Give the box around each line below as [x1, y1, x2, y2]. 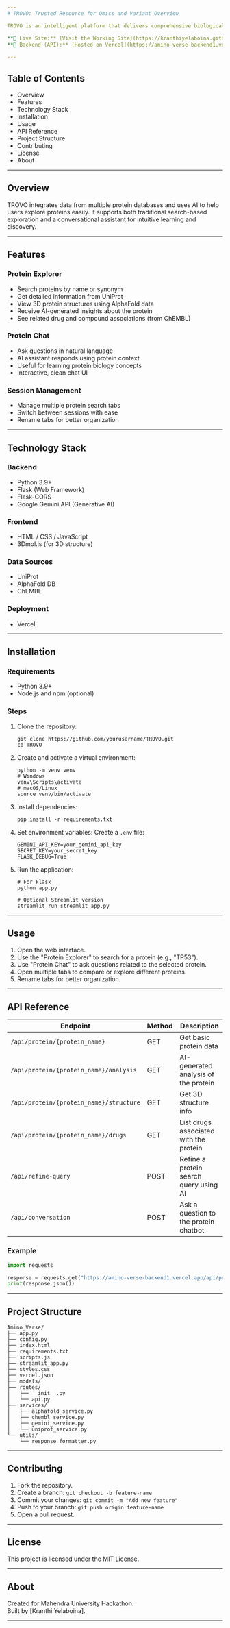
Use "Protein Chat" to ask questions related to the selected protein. [16, 960, 207, 968]
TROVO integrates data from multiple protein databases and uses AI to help [7, 200, 219, 209]
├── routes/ [7, 1384, 41, 1391]
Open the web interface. [16, 946, 86, 954]
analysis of [179, 1070, 214, 1079]
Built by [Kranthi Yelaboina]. [7, 1606, 86, 1614]
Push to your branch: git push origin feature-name [16, 1503, 164, 1511]
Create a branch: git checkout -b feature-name [16, 1488, 153, 1496]
